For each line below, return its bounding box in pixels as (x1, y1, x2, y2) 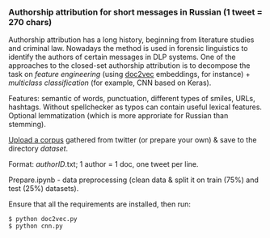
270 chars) (8, 16, 53, 28)
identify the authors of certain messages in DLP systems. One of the (8, 52, 236, 62)
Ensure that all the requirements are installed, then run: (8, 199, 192, 209)
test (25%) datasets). (8, 184, 79, 193)
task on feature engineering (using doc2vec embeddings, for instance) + (8, 70, 251, 79)
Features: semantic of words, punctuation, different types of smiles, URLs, (8, 94, 256, 104)
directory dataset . (8, 144, 69, 154)
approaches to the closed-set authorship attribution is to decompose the (8, 61, 251, 70)
